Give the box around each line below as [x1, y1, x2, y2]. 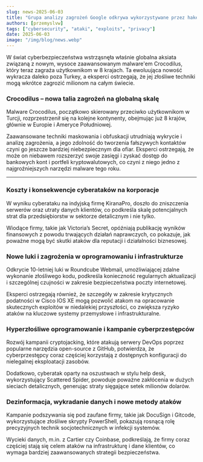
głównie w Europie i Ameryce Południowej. [6, 121, 112, 128]
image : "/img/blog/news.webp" [6, 37, 83, 43]
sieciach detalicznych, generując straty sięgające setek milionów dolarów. [6, 383, 190, 390]
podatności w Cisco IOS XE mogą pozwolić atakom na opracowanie [6, 297, 175, 304]
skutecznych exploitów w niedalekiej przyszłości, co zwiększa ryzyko [6, 303, 179, 311]
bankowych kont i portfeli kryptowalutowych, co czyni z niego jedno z [6, 159, 180, 166]
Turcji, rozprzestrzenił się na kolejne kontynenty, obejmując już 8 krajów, [6, 114, 187, 122]
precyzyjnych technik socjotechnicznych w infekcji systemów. [6, 424, 161, 432]
